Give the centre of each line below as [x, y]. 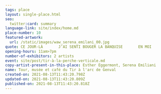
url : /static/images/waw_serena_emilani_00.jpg [60, 42]
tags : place [17, 10]
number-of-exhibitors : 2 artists [40, 56]
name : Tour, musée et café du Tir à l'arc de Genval [61, 70]
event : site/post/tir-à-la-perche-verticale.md [55, 61]
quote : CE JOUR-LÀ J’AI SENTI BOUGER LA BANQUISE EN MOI [79, 47]
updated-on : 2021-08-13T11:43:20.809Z [45, 79]
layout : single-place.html [33, 14]
